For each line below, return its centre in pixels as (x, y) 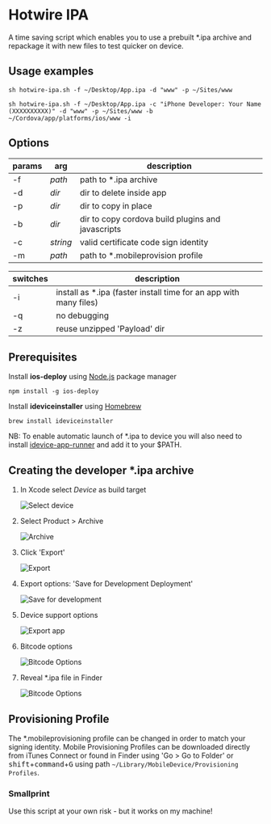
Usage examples (51, 72)
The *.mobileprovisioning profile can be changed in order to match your (127, 738)
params (27, 166)
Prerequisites (43, 357)
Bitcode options (46, 647)
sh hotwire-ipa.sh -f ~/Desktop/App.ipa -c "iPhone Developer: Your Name (135, 104)
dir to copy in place (116, 205)
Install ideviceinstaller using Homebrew (75, 407)
